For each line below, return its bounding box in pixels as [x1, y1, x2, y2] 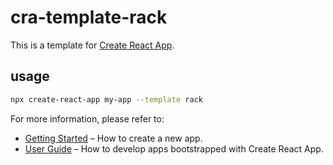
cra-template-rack [10, 6, 168, 29]
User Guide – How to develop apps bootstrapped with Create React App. [24, 142, 324, 155]
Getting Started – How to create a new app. [24, 132, 203, 144]
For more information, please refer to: [10, 112, 165, 125]
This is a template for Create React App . [10, 39, 175, 51]
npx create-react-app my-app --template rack [10, 94, 203, 105]
